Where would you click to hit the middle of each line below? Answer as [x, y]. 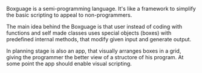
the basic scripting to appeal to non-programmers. [69, 15]
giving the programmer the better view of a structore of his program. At [95, 57]
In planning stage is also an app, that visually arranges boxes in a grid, [94, 51]
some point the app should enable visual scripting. [69, 63]
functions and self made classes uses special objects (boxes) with [89, 33]
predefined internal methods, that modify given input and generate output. [99, 39]
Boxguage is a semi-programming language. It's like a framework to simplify [101, 9]
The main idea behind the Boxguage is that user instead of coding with [94, 27]
